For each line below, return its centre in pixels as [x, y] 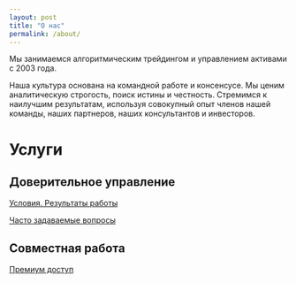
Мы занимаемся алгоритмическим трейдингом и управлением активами [148, 59]
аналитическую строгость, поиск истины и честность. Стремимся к [138, 95]
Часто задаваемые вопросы [63, 220]
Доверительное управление [92, 182]
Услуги [36, 149]
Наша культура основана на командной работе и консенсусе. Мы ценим [147, 86]
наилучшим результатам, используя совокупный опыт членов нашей [140, 104]
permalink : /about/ [45, 34]
